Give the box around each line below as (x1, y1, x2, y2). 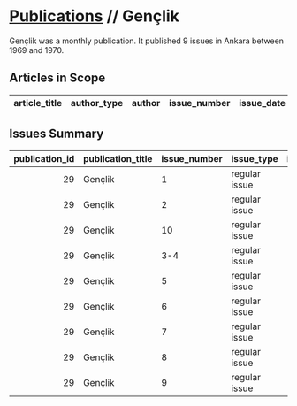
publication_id (13, 152, 75, 165)
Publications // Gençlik (9, 6, 179, 27)
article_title (13, 96, 63, 109)
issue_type (231, 152, 278, 165)
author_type (70, 96, 124, 109)
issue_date (238, 96, 286, 109)
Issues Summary (9, 126, 104, 142)
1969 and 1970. (9, 44, 65, 55)
